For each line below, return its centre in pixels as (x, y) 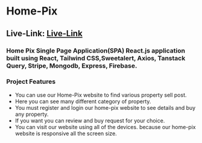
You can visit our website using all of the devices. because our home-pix (105, 127)
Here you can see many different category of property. (83, 101)
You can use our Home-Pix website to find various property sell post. (101, 95)
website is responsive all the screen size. (66, 133)
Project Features (31, 81)
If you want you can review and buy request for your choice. (90, 120)
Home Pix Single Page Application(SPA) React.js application (96, 51)
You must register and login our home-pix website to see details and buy (105, 107)
